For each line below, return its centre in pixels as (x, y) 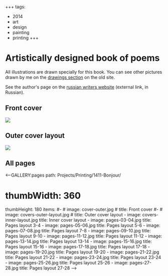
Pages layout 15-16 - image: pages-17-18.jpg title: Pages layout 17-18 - (78, 247)
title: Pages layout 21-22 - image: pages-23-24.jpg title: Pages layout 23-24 (83, 257)
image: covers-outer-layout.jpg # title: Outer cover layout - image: (73, 215)
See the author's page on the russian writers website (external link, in (77, 87)
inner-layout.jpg (22, 220)
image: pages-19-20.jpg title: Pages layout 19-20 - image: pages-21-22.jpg (82, 252)
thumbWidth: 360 (43, 195)
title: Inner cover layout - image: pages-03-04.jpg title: (95, 220)
